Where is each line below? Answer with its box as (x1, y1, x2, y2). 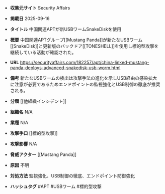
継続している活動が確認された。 (10, 50, 76, 55)
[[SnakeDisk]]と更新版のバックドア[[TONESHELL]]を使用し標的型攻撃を (10, 43, 159, 49)
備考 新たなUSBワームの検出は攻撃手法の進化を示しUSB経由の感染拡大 (10, 75, 157, 81)
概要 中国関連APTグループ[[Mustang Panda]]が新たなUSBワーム (10, 37, 143, 43)
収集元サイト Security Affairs (10, 5, 70, 11)
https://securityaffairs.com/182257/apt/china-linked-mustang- (20, 60, 149, 65)
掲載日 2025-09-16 (10, 16, 50, 22)
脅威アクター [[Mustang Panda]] (10, 151, 77, 157)
